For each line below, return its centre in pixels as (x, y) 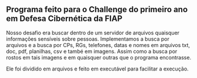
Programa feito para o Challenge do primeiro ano (97, 10)
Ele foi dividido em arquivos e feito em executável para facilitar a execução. (98, 69)
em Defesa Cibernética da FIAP (64, 19)
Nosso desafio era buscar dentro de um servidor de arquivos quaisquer (93, 33)
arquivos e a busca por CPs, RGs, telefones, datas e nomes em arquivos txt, (98, 45)
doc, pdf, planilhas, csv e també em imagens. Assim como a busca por (92, 51)
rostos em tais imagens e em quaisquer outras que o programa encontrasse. (99, 57)
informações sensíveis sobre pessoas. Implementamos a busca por (88, 39)
